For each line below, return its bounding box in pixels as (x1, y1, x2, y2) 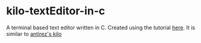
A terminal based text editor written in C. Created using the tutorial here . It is (6, 24, 196, 31)
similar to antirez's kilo (6, 30, 62, 37)
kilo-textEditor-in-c (6, 4, 105, 18)
